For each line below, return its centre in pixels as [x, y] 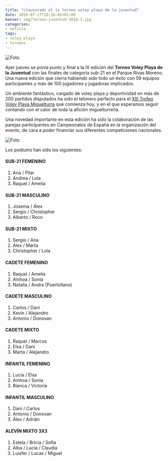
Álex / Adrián [26, 419]
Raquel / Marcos [30, 341]
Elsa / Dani [24, 346]
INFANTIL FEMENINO [28, 364]
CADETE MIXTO [22, 330]
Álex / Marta [25, 245]
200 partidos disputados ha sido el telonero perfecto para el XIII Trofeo [79, 98]
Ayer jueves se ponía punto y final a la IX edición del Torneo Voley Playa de [84, 67]
